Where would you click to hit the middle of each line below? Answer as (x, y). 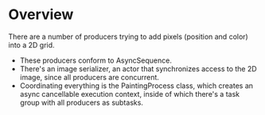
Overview (41, 15)
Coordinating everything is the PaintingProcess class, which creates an (136, 86)
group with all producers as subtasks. (81, 102)
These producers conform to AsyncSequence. (96, 60)
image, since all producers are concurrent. (89, 77)
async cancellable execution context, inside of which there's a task (130, 94)
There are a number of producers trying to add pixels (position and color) (128, 36)
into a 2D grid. (31, 44)
